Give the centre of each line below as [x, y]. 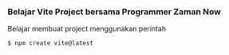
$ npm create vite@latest [50, 43]
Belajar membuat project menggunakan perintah [87, 29]
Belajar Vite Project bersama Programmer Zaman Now [114, 12]
